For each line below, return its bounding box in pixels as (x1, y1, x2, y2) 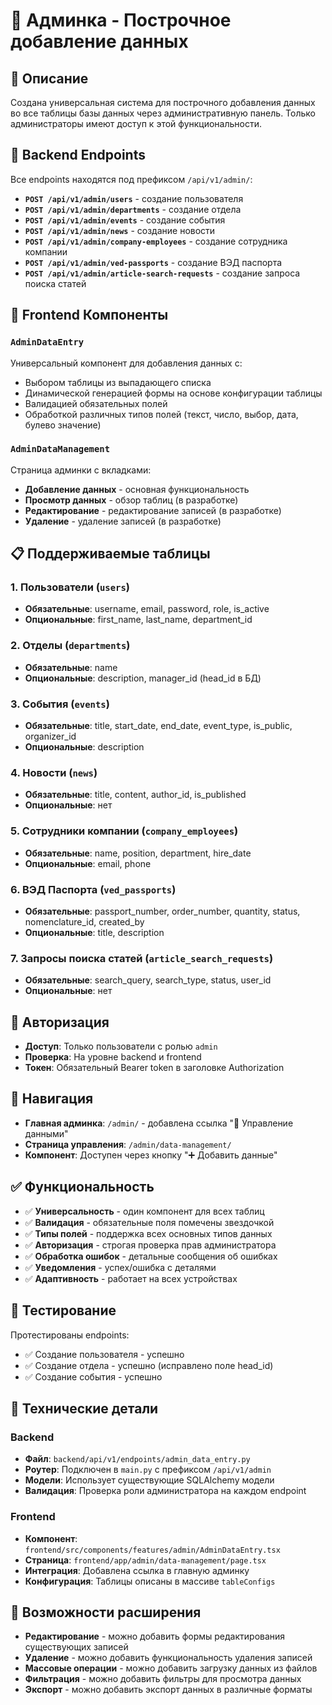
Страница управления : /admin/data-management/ (24, 1138, 232, 1150)
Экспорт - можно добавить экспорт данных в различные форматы (24, 1684, 313, 1696)
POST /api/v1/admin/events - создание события (24, 214, 226, 226)
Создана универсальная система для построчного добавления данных (10, 97, 316, 108)
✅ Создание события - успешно (24, 1370, 163, 1383)
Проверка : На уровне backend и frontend (24, 1051, 202, 1063)
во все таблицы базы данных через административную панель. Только (10, 107, 316, 119)
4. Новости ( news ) (10, 766, 98, 779)
